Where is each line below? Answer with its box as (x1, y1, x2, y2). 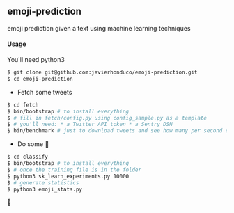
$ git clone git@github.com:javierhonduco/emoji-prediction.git (7, 69, 198, 76)
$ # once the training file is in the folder (7, 166, 141, 173)
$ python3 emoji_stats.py (7, 186, 82, 193)
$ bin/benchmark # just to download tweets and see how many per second (7, 127, 223, 134)
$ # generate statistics (7, 179, 79, 187)
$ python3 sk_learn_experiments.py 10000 (7, 173, 130, 180)
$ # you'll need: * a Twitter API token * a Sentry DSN (7, 121, 173, 128)
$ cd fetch (7, 101, 39, 109)
